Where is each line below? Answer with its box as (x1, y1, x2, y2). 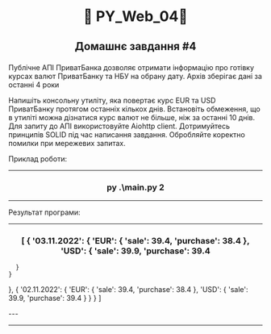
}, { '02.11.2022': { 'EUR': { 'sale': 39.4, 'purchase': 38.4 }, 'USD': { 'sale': (8, 285, 248, 294)
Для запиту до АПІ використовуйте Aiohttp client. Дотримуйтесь (8, 121, 231, 131)
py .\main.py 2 (106, 182, 165, 193)
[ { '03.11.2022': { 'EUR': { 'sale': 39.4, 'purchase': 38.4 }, (21, 235, 250, 246)
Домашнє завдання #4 (74, 40, 197, 53)
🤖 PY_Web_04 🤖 (83, 7, 188, 26)
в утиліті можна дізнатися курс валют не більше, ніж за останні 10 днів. (8, 112, 256, 122)
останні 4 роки (8, 80, 60, 90)
